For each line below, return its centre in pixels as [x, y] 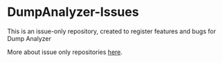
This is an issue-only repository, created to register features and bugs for [111, 31]
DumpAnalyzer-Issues [73, 12]
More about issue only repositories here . [65, 52]
